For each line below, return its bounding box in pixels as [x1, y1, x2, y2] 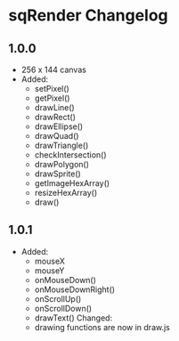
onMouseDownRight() [34, 284, 116, 295]
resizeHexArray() [34, 188, 98, 198]
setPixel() [34, 84, 70, 93]
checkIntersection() [34, 150, 108, 160]
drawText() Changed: [34, 313, 113, 323]
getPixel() [34, 93, 70, 103]
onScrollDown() [34, 303, 93, 313]
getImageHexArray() [34, 178, 110, 188]
